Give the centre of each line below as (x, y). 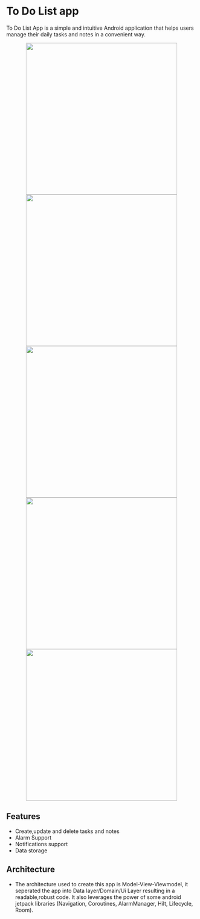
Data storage (31, 850)
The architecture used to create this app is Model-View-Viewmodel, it (102, 884)
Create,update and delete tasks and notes (67, 831)
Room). (24, 910)
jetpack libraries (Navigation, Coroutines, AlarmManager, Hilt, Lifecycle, (104, 903)
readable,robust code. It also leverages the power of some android (98, 897)
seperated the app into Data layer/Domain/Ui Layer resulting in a (95, 891)
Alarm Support (33, 837)
